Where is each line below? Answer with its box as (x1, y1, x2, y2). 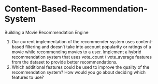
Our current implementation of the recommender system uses (11, 38, 135, 44)
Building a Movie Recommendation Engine (4, 29, 89, 35)
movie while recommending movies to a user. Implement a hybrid (11, 49, 142, 55)
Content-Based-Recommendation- (4, 3, 148, 14)
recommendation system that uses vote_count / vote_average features (11, 54, 152, 60)
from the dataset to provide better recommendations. (11, 59, 118, 65)
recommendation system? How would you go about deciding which (11, 69, 146, 75)
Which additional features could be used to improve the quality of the (11, 64, 150, 70)
